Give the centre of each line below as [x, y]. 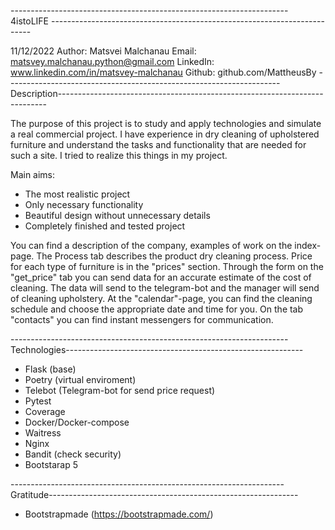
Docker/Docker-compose [77, 422]
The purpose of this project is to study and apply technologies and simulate [166, 123]
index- [308, 245]
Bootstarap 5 [51, 464]
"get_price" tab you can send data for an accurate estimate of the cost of [161, 277]
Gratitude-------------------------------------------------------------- [154, 494]
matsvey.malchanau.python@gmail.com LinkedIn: [112, 61]
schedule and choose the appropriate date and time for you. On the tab [157, 309]
